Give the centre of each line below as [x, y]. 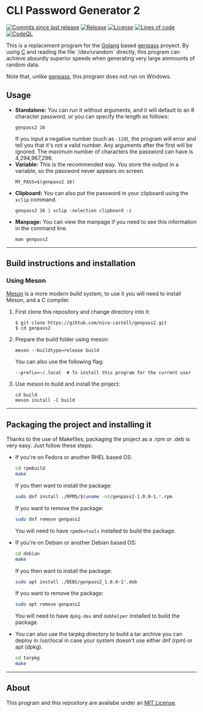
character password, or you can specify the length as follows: [92, 116]
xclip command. [36, 199]
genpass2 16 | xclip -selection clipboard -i [73, 210]
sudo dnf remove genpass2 [47, 519]
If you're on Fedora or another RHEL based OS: [74, 458]
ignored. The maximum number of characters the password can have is [104, 151]
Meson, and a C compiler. [38, 300]
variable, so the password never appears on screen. [80, 170]
